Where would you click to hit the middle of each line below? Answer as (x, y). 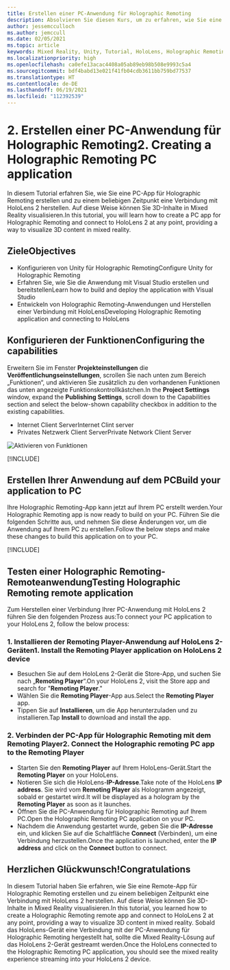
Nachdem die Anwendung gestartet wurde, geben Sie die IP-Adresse (115, 826)
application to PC (44, 490)
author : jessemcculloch (41, 26)
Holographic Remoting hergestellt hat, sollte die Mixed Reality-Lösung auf (111, 937)
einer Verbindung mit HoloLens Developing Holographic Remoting (109, 311)
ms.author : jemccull (37, 33)
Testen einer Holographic (62, 571)
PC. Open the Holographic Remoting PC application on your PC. (106, 818)
